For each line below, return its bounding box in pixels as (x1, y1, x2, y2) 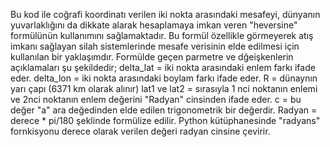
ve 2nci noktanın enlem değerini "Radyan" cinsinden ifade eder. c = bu (10, 94, 302, 105)
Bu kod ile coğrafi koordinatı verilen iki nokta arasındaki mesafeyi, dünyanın (10, 9, 321, 20)
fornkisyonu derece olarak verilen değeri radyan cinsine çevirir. (10, 125, 271, 137)
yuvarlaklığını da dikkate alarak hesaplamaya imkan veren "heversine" (10, 19, 298, 31)
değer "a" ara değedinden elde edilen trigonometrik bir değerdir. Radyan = (10, 104, 318, 116)
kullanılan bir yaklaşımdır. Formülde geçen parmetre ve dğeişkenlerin (10, 51, 294, 63)
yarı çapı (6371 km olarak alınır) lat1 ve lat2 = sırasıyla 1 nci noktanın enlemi (10, 83, 318, 94)
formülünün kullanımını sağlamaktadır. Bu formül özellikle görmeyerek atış (10, 30, 314, 41)
